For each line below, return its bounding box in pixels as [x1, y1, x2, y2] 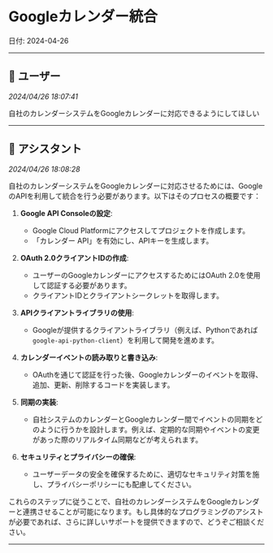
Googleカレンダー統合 [8, 7, 158, 26]
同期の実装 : [19, 397, 58, 407]
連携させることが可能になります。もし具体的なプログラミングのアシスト [22, 507, 264, 516]
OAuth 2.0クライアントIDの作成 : [19, 253, 129, 262]
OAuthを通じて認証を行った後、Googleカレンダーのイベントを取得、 [32, 369, 262, 379]
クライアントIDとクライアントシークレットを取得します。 [32, 290, 223, 300]
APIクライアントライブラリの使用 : [19, 308, 134, 318]
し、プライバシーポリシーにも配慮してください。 [32, 479, 197, 489]
